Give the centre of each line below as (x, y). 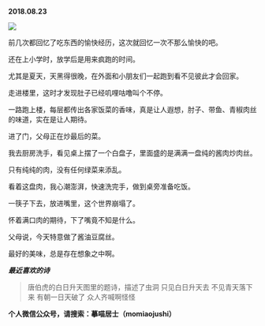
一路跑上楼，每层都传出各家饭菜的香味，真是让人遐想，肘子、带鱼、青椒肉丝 (132, 109)
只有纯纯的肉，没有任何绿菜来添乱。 (67, 170)
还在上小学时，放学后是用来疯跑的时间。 (74, 59)
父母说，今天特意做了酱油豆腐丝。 (63, 237)
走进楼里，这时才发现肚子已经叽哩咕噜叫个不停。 (88, 93)
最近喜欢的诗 (29, 270)
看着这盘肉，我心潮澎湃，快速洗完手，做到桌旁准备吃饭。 (101, 186)
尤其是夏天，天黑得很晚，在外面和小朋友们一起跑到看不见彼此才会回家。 (125, 76)
